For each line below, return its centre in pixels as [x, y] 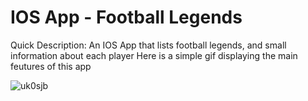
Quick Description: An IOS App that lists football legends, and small [148, 45]
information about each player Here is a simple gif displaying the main [154, 55]
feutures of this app [51, 66]
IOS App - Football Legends [126, 17]
